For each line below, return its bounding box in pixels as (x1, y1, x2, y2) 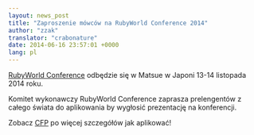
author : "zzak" (8, 26, 59, 34)
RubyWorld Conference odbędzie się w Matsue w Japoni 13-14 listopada (8, 71, 247, 79)
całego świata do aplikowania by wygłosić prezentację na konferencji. (8, 102, 237, 112)
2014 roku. (8, 79, 44, 88)
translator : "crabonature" (8, 33, 98, 42)
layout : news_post (8, 11, 69, 20)
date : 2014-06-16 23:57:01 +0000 (8, 41, 119, 49)
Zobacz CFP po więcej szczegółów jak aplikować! (8, 118, 172, 127)
